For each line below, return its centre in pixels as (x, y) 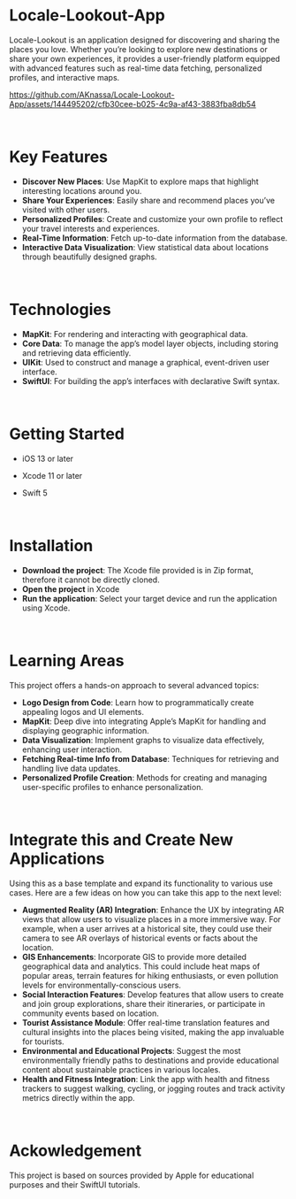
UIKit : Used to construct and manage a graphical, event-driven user (145, 362)
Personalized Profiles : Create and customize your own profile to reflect (152, 219)
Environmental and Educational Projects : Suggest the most (131, 1050)
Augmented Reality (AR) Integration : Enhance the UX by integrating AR (153, 910)
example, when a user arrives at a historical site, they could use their (147, 928)
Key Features (59, 157)
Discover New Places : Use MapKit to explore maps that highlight (140, 181)
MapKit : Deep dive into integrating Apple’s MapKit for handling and (144, 721)
